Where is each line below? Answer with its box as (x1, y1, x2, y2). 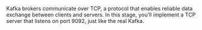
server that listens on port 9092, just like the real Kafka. (6, 18, 145, 24)
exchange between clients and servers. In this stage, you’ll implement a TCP (6, 11, 196, 18)
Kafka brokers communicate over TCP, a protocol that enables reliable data (6, 5, 193, 12)
